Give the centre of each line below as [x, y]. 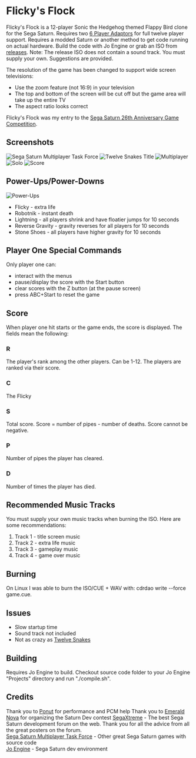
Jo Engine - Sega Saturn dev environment [57, 749]
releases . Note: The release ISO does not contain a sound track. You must [96, 52]
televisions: [20, 76]
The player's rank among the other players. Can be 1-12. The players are [94, 362]
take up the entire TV [40, 100]
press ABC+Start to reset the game [57, 295]
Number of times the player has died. [51, 486]
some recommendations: [36, 526]
